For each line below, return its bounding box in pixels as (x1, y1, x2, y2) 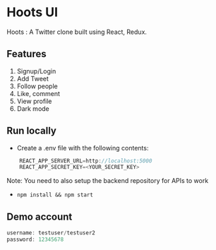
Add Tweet (16, 74, 49, 83)
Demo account (6, 210, 73, 222)
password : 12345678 (6, 236, 64, 243)
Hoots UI (6, 4, 58, 20)
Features (6, 48, 47, 60)
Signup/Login (16, 66, 56, 75)
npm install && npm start (16, 191, 93, 198)
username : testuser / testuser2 (6, 230, 96, 237)
